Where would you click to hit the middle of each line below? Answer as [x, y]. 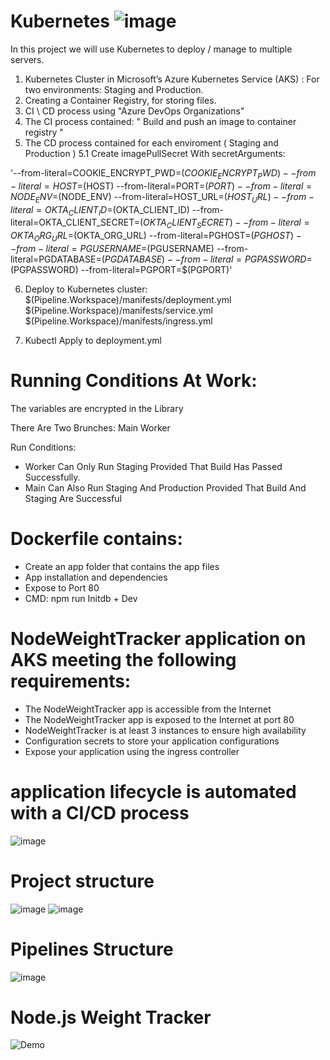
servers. [27, 59]
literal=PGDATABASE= [56, 259]
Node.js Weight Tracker [111, 1017]
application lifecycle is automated [153, 791]
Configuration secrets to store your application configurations [152, 741]
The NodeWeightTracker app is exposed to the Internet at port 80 [159, 719]
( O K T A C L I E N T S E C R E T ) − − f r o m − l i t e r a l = [224, 223]
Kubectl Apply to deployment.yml [93, 340]
